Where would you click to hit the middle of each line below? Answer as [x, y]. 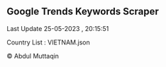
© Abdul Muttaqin [33, 56]
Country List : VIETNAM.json [48, 42]
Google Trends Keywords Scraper [83, 12]
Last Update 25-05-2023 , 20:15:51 [58, 28]
